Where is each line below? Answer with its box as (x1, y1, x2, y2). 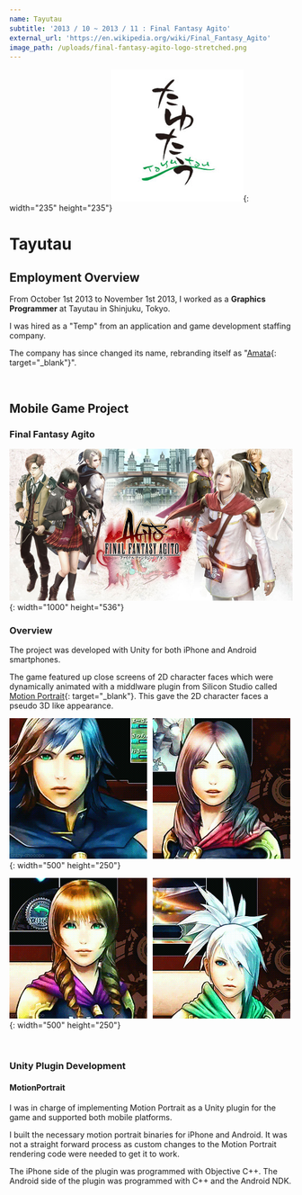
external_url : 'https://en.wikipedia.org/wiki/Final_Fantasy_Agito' (9, 33, 271, 42)
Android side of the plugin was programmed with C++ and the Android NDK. (9, 1175, 292, 1186)
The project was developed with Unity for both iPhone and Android (9, 644, 257, 656)
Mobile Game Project (9, 400, 129, 416)
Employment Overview (9, 270, 140, 285)
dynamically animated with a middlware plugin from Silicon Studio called (9, 681, 278, 692)
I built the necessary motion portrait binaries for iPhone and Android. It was (9, 1129, 288, 1140)
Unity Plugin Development (9, 1060, 126, 1073)
